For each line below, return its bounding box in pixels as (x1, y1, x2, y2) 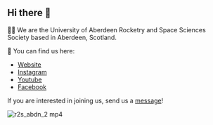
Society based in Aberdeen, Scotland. (7, 33, 117, 41)
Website (17, 60, 42, 69)
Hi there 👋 (7, 7, 51, 19)
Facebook (17, 82, 47, 91)
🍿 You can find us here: (7, 46, 75, 55)
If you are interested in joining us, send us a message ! (7, 96, 164, 105)
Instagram (17, 67, 47, 76)
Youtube (17, 75, 42, 84)
